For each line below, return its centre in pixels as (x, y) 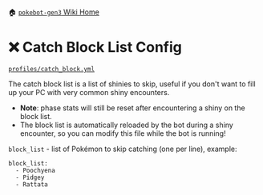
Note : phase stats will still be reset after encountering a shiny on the (133, 108)
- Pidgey (30, 177)
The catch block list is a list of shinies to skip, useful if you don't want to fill (132, 84)
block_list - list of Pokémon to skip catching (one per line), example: (123, 149)
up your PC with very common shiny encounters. (89, 92)
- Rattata (32, 184)
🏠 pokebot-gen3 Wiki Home (54, 12)
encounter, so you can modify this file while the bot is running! (123, 133)
